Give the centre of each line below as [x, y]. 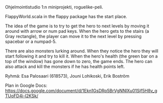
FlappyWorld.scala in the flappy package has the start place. [66, 16]
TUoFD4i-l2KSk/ [22, 96]
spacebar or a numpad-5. [31, 41]
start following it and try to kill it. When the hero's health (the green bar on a [81, 56]
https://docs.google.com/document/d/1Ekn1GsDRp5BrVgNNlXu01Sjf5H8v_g [81, 91]
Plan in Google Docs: [26, 85]
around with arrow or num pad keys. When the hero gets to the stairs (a [77, 31]
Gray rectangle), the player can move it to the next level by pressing [73, 36]
